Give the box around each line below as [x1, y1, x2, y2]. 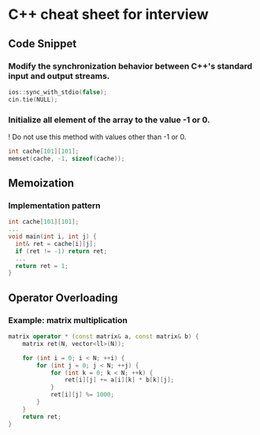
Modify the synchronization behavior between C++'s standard [8, 61, 253, 72]
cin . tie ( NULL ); [8, 95, 58, 103]
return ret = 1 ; [15, 262, 69, 270]
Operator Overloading [8, 291, 118, 304]
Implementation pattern [8, 199, 101, 210]
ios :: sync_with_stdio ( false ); [8, 88, 108, 96]
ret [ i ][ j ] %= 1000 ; [50, 391, 114, 399]
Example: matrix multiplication [8, 314, 128, 325]
